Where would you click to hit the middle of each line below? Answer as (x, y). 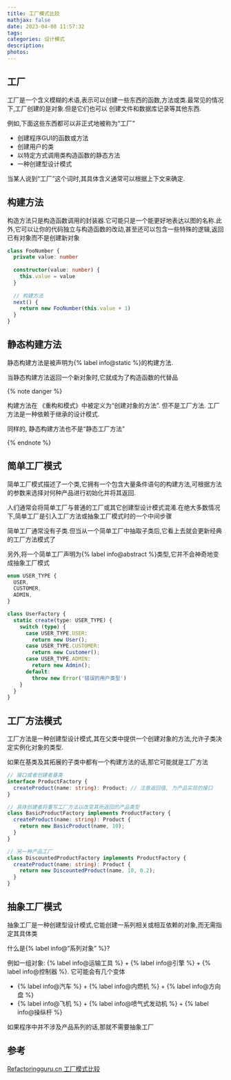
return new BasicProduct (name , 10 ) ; (72, 826)
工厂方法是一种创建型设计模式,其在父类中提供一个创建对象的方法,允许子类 (112, 739)
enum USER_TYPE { (32, 576)
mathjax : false (29, 20)
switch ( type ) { (43, 626)
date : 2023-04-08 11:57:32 (46, 26)
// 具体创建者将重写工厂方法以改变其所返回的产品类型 (73, 807)
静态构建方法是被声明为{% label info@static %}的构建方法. (90, 362)
